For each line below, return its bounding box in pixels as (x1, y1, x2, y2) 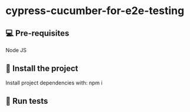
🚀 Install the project (5, 63, 78, 74)
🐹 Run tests (5, 96, 48, 106)
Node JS (5, 47, 27, 53)
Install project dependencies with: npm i (5, 79, 103, 86)
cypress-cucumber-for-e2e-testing (5, 4, 185, 18)
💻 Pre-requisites (5, 28, 70, 38)
